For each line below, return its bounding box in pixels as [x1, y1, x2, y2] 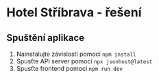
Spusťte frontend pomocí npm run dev [16, 65, 123, 72]
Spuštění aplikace [6, 32, 85, 44]
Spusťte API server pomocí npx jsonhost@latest [16, 57, 153, 65]
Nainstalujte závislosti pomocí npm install [16, 50, 136, 58]
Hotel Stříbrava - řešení [6, 5, 142, 20]
